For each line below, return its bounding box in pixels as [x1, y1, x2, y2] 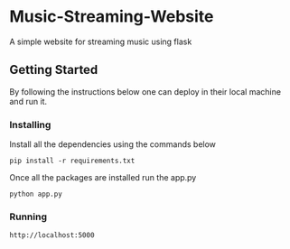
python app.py [9, 189, 63, 199]
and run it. [9, 96, 48, 106]
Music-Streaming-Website [9, 6, 214, 27]
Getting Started [9, 62, 98, 78]
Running [9, 210, 48, 223]
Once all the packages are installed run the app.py [9, 172, 197, 183]
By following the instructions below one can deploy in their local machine [9, 86, 282, 97]
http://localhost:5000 [9, 231, 95, 240]
